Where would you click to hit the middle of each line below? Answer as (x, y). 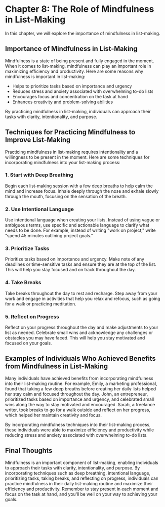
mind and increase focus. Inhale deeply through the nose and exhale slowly (82, 191)
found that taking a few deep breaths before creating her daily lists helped (81, 388)
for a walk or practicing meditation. (41, 304)
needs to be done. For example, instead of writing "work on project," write (81, 230)
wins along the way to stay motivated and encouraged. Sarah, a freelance (80, 404)
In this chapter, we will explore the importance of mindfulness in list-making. (83, 33)
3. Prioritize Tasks (27, 249)
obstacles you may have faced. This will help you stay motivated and (75, 338)
